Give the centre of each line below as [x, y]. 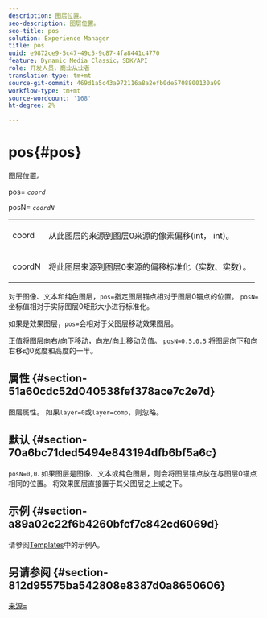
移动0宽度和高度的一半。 [56, 351]
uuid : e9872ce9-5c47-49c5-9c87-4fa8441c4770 [84, 53]
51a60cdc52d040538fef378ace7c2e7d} [112, 391]
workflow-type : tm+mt [45, 91]
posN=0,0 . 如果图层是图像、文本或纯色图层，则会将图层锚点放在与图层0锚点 [133, 473]
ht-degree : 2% [32, 105]
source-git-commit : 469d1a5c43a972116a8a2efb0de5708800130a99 [115, 83]
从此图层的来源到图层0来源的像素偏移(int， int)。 [141, 236]
